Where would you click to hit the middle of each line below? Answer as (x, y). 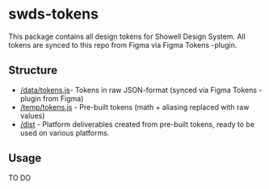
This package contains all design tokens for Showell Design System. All (127, 36)
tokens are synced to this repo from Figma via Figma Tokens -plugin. (123, 44)
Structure (33, 71)
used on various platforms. (65, 132)
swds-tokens (54, 14)
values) (32, 115)
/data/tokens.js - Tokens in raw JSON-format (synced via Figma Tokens (138, 90)
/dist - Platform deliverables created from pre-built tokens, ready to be (137, 124)
